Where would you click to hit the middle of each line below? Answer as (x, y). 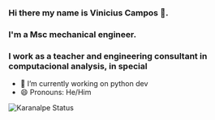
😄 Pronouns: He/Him (56, 93)
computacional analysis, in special (78, 66)
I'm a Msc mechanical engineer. (72, 34)
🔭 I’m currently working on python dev (84, 84)
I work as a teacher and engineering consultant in (108, 56)
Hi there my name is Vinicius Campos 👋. (88, 13)
